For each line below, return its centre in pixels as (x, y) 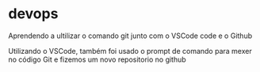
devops (33, 14)
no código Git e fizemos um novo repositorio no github (97, 59)
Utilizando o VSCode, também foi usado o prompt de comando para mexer (130, 51)
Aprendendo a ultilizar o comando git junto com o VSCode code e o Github (130, 36)
